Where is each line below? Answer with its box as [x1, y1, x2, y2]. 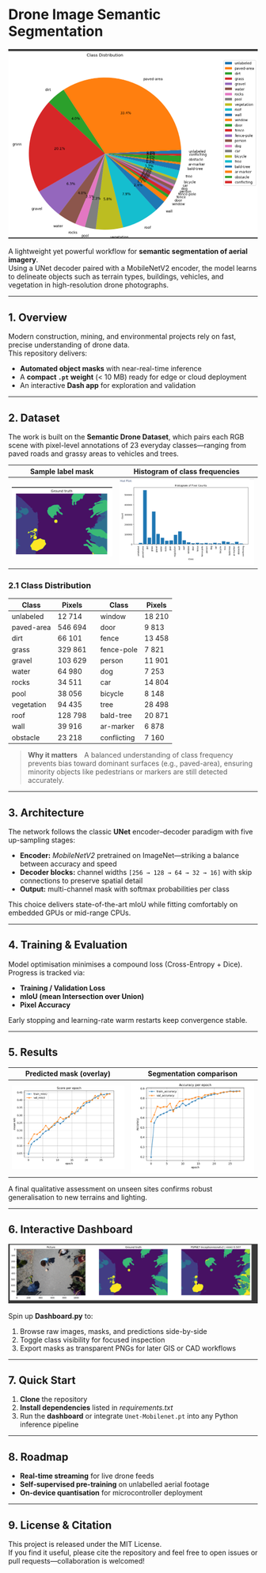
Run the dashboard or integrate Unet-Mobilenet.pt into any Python [19, 1412, 239, 1421]
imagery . [8, 255, 39, 264]
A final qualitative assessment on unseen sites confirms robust [8, 1184, 213, 1193]
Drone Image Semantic [8, 6, 161, 24]
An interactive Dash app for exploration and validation [19, 381, 196, 390]
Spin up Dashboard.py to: [8, 1311, 93, 1320]
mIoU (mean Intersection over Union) [19, 991, 145, 1001]
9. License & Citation [8, 1518, 112, 1532]
